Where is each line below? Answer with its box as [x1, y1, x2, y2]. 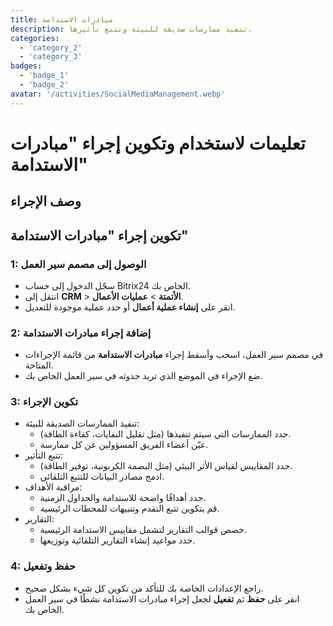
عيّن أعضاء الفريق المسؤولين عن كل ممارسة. [39, 439, 209, 451]
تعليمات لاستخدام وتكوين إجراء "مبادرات [10, 132, 306, 155]
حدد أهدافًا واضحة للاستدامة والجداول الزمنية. [39, 492, 207, 504]
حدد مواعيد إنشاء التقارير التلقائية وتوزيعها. [39, 534, 196, 546]
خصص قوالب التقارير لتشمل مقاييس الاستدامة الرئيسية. [39, 524, 247, 536]
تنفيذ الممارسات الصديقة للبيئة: [24, 417, 140, 430]
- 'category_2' [19, 42, 83, 53]
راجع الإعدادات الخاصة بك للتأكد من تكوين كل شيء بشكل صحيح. [24, 582, 264, 594]
